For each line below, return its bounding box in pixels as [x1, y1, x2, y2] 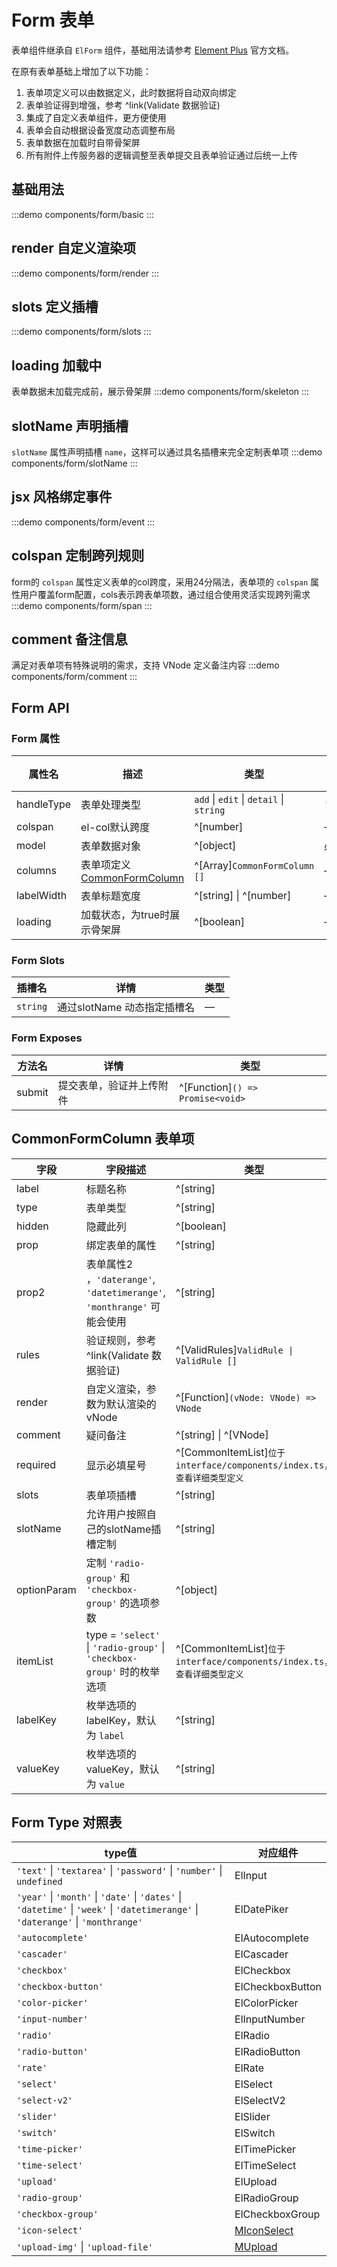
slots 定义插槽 [11, 298, 99, 315]
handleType [16, 797, 72, 811]
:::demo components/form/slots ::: [11, 326, 152, 338]
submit [16, 1085, 49, 1099]
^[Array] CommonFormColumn [194, 859, 315, 873]
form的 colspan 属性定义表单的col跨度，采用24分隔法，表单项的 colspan [11, 576, 309, 588]
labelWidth [16, 889, 68, 903]
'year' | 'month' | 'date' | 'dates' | [16, 1890, 183, 1904]
